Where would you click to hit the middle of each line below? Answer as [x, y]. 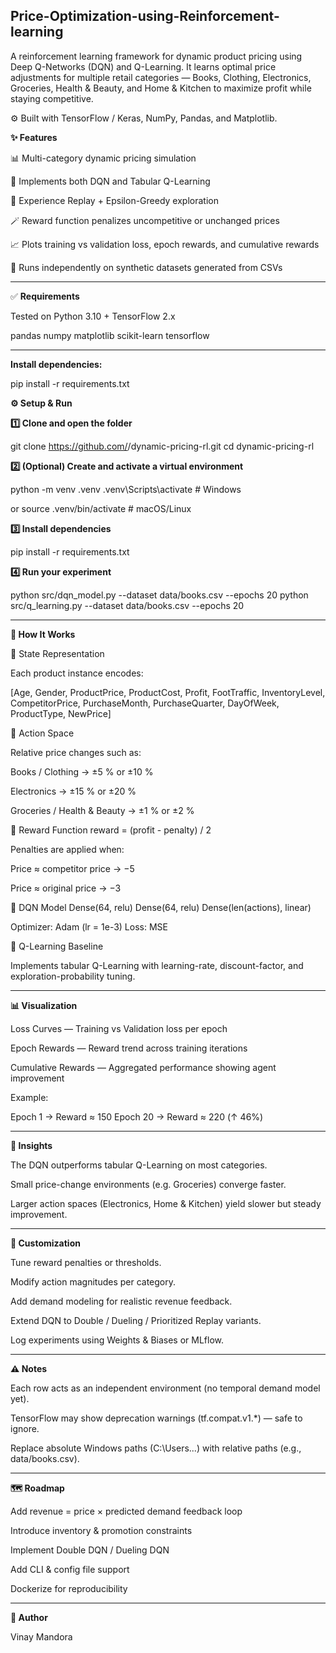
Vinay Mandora [41, 1636]
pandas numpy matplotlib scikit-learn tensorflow [110, 335]
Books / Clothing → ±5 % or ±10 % [82, 771]
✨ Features [34, 137]
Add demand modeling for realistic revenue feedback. [121, 1301]
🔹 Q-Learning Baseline [57, 946]
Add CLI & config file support [70, 1569]
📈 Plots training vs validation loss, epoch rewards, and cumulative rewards [165, 244]
